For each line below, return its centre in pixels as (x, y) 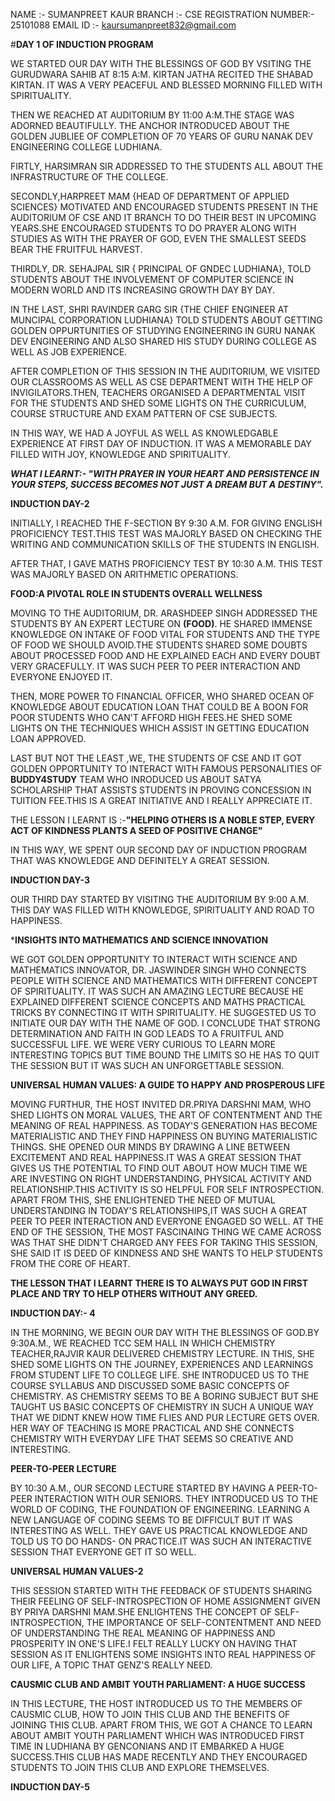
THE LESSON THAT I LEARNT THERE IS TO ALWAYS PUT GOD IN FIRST (159, 1283)
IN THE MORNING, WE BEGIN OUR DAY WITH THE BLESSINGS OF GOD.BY (165, 1332)
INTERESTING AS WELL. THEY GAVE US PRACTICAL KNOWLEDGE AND (159, 1530)
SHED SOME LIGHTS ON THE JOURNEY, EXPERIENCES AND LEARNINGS (162, 1364)
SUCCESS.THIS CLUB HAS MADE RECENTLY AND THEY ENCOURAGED (159, 1757)
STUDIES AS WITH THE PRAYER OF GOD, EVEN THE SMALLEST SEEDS (158, 238)
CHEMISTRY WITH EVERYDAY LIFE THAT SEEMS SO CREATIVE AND (152, 1438)
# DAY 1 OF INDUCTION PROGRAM (82, 44)
